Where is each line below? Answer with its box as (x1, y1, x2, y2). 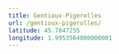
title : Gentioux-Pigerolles (8, 11, 102, 20)
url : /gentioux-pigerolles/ (8, 19, 102, 27)
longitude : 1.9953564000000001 (8, 33, 113, 42)
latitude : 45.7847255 (8, 26, 81, 34)
